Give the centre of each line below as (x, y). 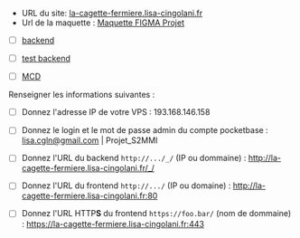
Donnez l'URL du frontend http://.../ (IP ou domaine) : (126, 186)
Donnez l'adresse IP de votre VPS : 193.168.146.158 (116, 112)
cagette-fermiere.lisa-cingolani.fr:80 (89, 196)
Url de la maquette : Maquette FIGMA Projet (103, 23)
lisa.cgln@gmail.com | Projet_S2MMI (89, 140)
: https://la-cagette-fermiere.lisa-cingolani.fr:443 (113, 224)
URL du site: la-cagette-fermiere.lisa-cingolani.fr (112, 13)
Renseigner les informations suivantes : (82, 95)
